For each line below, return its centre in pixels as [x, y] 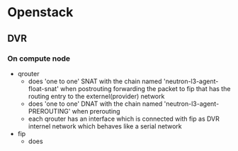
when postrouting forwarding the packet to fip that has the [145, 88]
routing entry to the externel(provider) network [96, 96]
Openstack [40, 12]
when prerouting [96, 111]
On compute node [39, 59]
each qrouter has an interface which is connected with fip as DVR [124, 119]
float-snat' [43, 88]
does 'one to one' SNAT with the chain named [95, 81]
